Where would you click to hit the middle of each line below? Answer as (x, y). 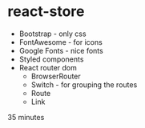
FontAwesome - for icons (61, 42)
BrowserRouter (56, 76)
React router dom (48, 67)
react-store (46, 12)
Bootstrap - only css (52, 34)
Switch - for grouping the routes (84, 84)
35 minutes (26, 117)
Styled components (51, 59)
